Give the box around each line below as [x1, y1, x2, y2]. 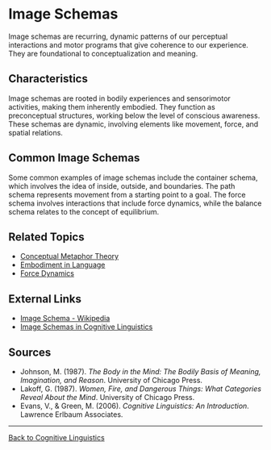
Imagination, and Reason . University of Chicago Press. [19, 376, 203, 385]
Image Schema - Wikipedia [19, 314, 110, 323]
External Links [8, 292, 82, 306]
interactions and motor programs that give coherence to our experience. [8, 40, 248, 49]
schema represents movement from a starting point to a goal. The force [8, 190, 246, 199]
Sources [8, 345, 52, 359]
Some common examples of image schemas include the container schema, [8, 173, 258, 182]
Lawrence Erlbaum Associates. [19, 410, 123, 419]
